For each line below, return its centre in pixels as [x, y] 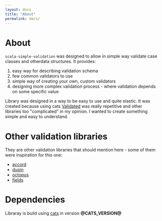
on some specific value [36, 92]
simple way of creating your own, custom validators [64, 81]
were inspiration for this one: [34, 155]
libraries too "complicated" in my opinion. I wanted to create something [76, 111]
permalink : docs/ [23, 19]
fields [18, 180]
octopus [20, 175]
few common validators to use [42, 76]
